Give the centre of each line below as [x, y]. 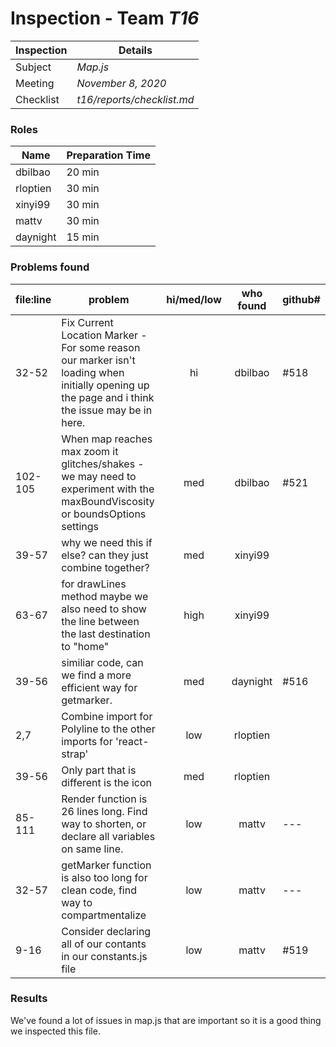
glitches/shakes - [103, 464]
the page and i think [108, 397]
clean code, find [99, 890]
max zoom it [90, 451]
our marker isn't [98, 360]
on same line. [92, 849]
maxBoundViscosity [108, 501]
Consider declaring [106, 931]
